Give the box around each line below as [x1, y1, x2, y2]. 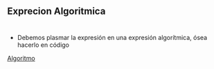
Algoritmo [7, 54, 36, 62]
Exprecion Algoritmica [7, 6, 106, 17]
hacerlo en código [17, 41, 70, 49]
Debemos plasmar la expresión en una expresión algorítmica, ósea [17, 33, 208, 41]
